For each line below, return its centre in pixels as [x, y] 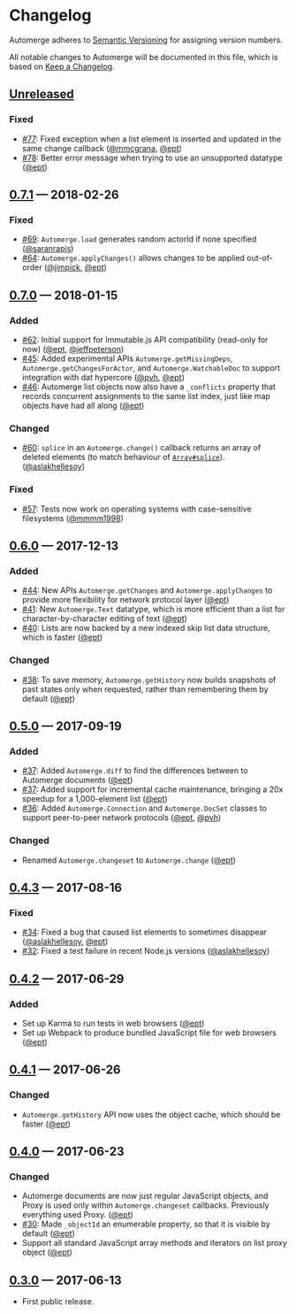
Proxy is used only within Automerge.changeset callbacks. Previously [145, 1205]
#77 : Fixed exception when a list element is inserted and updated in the [152, 139]
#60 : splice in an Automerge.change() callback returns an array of [141, 448]
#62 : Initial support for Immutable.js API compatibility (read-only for [145, 340]
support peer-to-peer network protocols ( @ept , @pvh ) [121, 818]
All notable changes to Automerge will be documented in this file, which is [144, 57]
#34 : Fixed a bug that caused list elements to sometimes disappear [144, 932]
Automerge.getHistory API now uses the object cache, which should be [151, 1114]
